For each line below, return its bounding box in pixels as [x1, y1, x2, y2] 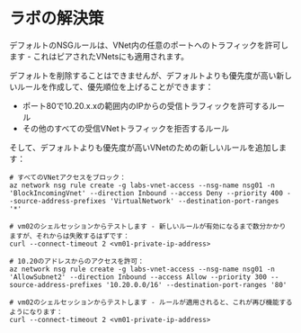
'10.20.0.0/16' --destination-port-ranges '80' [105, 280, 288, 289]
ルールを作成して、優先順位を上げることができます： [16, 81, 214, 92]
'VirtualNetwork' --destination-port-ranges [109, 196, 279, 205]
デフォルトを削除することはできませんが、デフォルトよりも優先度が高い [9, 69, 277, 81]
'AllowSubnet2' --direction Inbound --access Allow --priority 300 [9, 272, 268, 282]
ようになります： [9, 307, 64, 316]
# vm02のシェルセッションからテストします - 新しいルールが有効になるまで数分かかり [9, 221, 287, 230]
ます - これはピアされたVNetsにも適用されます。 [9, 50, 190, 61]
